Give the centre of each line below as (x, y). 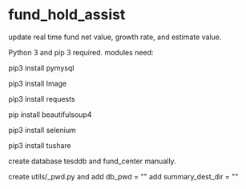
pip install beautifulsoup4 (50, 115)
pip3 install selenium (42, 130)
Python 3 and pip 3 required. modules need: (81, 52)
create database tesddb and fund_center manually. (92, 161)
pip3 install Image (38, 83)
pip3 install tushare (40, 145)
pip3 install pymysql (41, 68)
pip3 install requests (42, 99)
